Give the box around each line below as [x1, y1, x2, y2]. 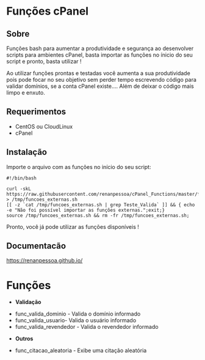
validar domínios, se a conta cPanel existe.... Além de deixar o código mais [6, 82, 194, 90]
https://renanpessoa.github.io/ [6, 257, 83, 264]
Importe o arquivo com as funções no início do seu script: [6, 163, 151, 170]
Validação [15, 298, 41, 306]
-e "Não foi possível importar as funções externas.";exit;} [6, 207, 165, 213]
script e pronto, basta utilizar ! [6, 58, 82, 65]
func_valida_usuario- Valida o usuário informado [15, 317, 137, 324]
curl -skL [6, 185, 32, 192]
